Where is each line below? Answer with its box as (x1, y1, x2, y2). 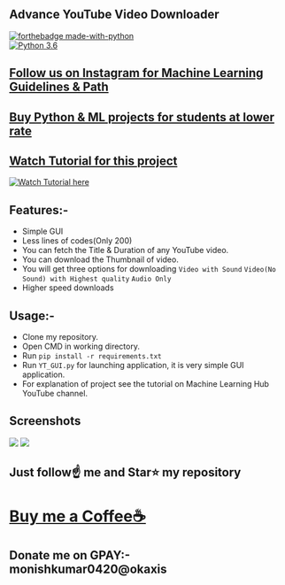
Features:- (9, 203, 69, 218)
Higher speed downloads (21, 282, 114, 293)
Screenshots (9, 413, 81, 428)
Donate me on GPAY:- (9, 548, 131, 563)
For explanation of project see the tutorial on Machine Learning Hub (21, 379, 270, 389)
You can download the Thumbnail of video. (21, 254, 179, 265)
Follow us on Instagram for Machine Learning (9, 65, 264, 81)
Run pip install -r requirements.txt (21, 350, 162, 361)
